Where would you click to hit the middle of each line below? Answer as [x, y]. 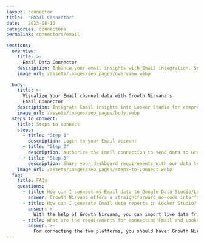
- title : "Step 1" [46, 135]
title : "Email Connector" [40, 18]
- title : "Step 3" [46, 158]
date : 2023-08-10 [31, 23]
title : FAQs [32, 181]
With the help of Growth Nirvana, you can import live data [111, 214]
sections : [19, 46]
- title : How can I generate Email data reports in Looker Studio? [110, 203]
